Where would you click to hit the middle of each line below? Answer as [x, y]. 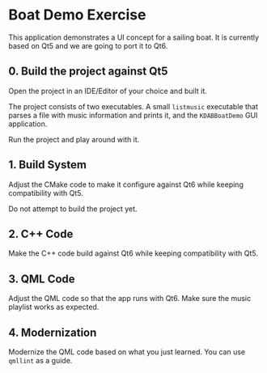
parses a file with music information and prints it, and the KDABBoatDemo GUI [133, 115]
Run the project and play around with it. [74, 139]
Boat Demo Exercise [77, 15]
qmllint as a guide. [40, 360]
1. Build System [48, 165]
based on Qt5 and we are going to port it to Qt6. [88, 45]
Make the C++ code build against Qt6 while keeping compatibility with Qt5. [133, 253]
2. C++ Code [41, 233]
